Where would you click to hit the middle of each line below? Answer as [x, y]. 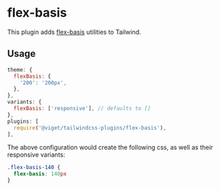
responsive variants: [36, 155]
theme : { [20, 70]
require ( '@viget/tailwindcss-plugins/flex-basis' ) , [90, 128]
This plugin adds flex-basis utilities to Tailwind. [74, 32]
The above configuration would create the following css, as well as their [110, 148]
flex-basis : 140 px [40, 174]
